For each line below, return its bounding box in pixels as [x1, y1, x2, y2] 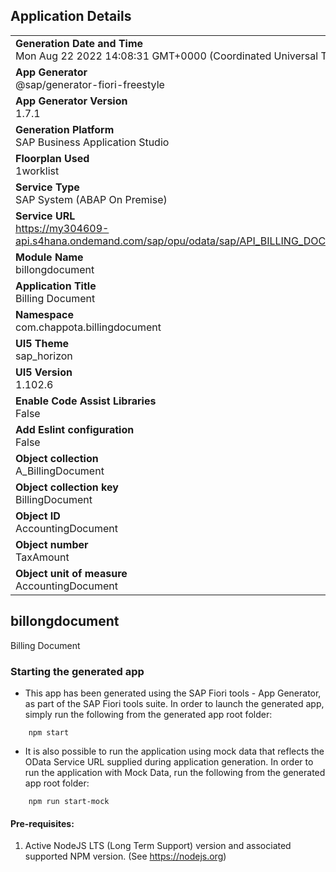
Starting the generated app [10, 664, 145, 678]
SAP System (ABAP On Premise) [15, 192, 168, 206]
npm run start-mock [28, 796, 110, 806]
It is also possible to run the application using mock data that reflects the [24, 745, 325, 757]
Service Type [15, 180, 80, 194]
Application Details [10, 8, 132, 25]
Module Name [15, 250, 84, 264]
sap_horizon [15, 349, 73, 363]
